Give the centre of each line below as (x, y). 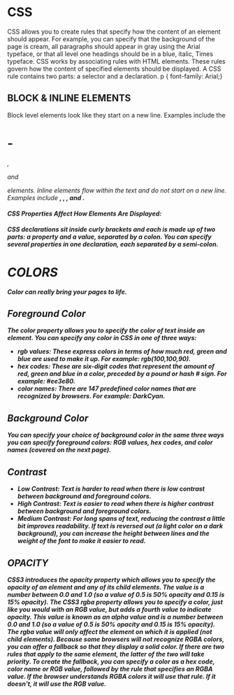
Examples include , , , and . (46, 197)
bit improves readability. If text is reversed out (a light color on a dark (120, 526)
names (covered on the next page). (59, 450)
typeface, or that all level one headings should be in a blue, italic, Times (110, 54)
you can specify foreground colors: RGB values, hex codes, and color (110, 442)
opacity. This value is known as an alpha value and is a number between (115, 617)
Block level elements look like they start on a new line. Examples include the (116, 115)
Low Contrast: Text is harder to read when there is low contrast (111, 489)
